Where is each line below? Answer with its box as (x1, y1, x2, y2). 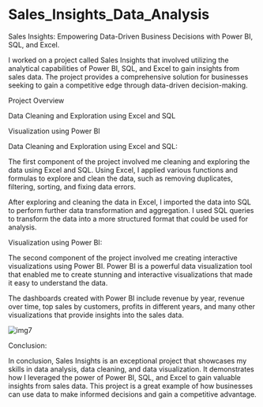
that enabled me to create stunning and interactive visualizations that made (8, 270, 253, 279)
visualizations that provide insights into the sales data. (8, 310, 184, 319)
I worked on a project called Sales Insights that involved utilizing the (8, 55, 229, 65)
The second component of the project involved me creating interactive (8, 252, 239, 262)
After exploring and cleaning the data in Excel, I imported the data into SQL (8, 197, 251, 207)
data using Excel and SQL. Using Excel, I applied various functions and (8, 165, 239, 174)
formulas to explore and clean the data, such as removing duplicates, (8, 174, 233, 183)
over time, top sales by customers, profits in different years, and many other (8, 301, 255, 311)
